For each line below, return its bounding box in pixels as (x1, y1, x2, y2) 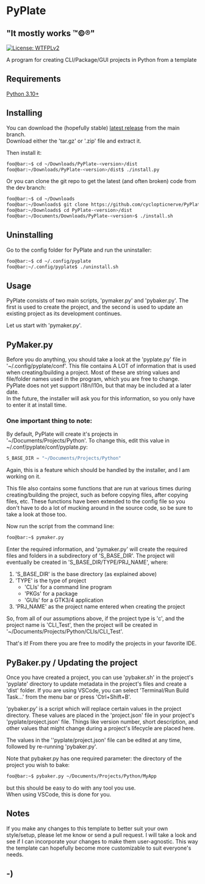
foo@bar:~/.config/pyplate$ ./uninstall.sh (6, 264, 119, 270)
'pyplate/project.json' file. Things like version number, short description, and (6, 717, 198, 725)
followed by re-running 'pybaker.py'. (6, 743, 98, 750)
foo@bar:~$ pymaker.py (6, 534, 64, 541)
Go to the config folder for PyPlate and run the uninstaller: (6, 246, 152, 253)
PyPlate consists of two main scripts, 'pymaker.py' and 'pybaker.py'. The (6, 297, 189, 304)
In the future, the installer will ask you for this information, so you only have (6, 395, 195, 402)
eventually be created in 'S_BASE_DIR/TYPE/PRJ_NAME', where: (6, 558, 168, 566)
